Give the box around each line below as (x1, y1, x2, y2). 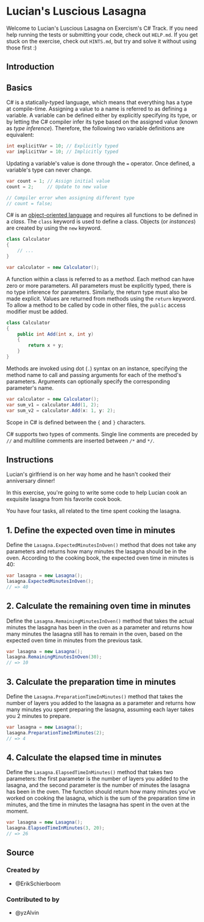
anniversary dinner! (6, 477, 55, 485)
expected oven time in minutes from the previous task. (6, 637, 143, 644)
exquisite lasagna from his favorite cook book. (6, 496, 122, 503)
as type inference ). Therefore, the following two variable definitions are (6, 125, 185, 132)
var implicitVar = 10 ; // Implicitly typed (6, 148, 119, 155)
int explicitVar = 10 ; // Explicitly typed (6, 143, 119, 149)
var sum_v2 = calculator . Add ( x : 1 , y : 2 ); (6, 408, 116, 414)
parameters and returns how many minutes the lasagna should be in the (6, 548, 187, 555)
